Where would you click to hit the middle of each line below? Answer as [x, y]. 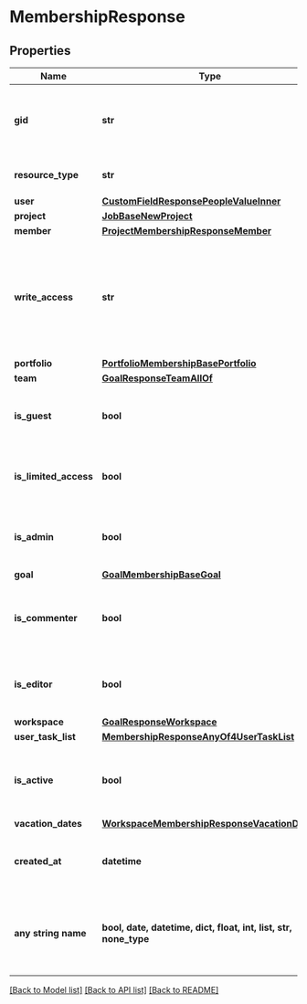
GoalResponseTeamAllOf [157, 378]
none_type [126, 939]
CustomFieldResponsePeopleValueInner [191, 201]
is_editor [33, 684]
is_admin [34, 537]
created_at [38, 861]
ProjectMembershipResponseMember [187, 231]
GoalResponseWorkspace [159, 722]
